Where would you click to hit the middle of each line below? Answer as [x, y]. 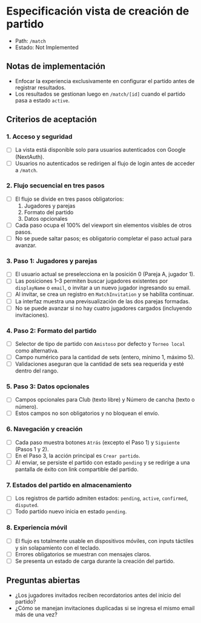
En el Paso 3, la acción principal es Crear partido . [77, 456]
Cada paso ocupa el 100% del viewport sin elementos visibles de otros [103, 225]
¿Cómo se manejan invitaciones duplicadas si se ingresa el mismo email [105, 608]
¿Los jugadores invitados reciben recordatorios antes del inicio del [98, 595]
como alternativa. [37, 351]
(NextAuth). [29, 157]
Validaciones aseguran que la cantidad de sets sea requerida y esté [100, 364]
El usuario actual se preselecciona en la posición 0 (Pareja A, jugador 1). [105, 274]
